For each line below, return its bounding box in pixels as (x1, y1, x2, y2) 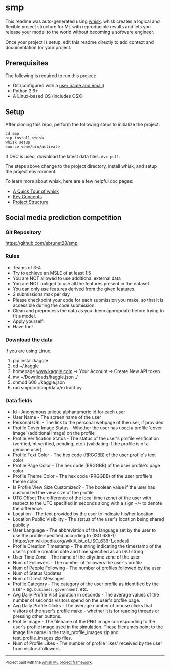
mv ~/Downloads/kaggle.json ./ (12, 374, 78, 380)
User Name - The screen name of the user (12, 414, 101, 420)
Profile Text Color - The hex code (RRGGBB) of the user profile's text (12, 452, 156, 458)
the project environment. (5, 168, 57, 174)
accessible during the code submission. (12, 302, 96, 308)
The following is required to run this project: (5, 72, 97, 79)
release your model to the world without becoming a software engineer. (5, 29, 154, 35)
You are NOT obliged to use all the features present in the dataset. (12, 280, 151, 286)
